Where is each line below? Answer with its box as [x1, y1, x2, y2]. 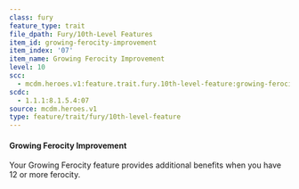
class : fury [9, 12, 53, 22]
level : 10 [9, 63, 46, 72]
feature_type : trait [9, 21, 86, 30]
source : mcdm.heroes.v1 [9, 104, 98, 113]
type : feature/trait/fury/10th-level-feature [9, 112, 181, 121]
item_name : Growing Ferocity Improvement [9, 54, 166, 63]
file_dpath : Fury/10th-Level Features [9, 29, 153, 38]
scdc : [9, 87, 29, 96]
